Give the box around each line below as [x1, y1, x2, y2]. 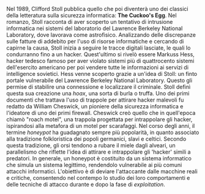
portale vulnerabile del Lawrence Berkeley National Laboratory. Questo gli [6, 76, 193, 84]
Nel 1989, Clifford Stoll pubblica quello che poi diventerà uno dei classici [6, 6, 188, 12]
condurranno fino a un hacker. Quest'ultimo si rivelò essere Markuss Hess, [6, 51, 195, 58]
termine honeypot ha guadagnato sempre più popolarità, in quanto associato [6, 129, 199, 136]
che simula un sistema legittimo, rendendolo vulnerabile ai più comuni [6, 162, 182, 168]
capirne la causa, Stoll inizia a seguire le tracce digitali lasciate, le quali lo [6, 44, 191, 51]
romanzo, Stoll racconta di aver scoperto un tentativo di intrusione [6, 18, 173, 25]
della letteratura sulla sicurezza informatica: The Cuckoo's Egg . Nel [6, 12, 177, 19]
